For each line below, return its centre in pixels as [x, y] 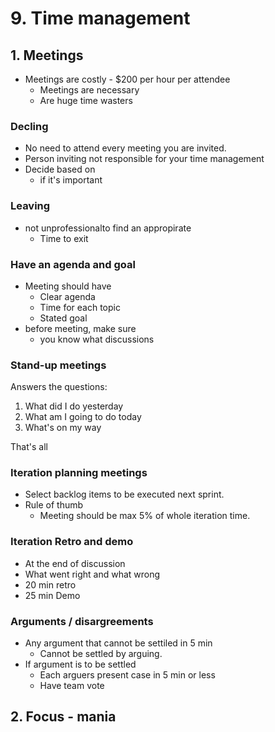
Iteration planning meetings [79, 473]
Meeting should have [68, 286]
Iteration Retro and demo [72, 542]
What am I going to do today [83, 417]
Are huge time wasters [86, 100]
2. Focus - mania [63, 717]
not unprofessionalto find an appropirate [108, 228]
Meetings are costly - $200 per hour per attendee [127, 79]
